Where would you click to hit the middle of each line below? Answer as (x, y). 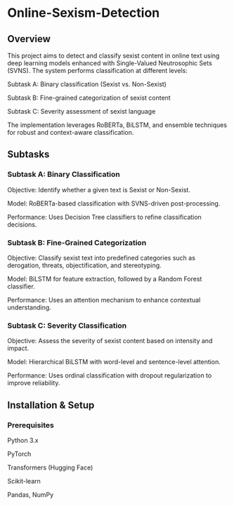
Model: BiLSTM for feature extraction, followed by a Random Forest (105, 279)
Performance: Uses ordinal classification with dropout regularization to (110, 375)
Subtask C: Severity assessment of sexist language (82, 111)
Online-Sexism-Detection (84, 13)
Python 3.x (23, 440)
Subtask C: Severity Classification (67, 326)
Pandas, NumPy (31, 494)
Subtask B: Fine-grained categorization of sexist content (89, 98)
